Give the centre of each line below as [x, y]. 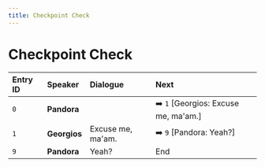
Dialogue [107, 84]
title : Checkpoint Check [49, 15]
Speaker [63, 84]
